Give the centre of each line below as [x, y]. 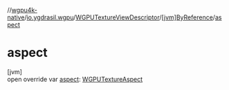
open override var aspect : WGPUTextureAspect [75, 79]
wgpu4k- [25, 10]
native [16, 17]
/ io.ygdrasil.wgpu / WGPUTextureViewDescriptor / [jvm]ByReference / [120, 17]
